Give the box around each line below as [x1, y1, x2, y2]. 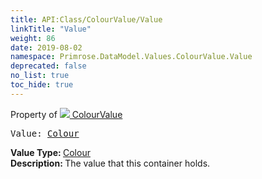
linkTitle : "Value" [10, 24, 92, 34]
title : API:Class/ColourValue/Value [10, 14, 163, 25]
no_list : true [10, 71, 70, 81]
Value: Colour [10, 127, 80, 139]
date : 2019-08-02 [10, 42, 83, 53]
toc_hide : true [10, 80, 74, 90]
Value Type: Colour [10, 146, 91, 158]
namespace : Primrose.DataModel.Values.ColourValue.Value [10, 52, 253, 62]
